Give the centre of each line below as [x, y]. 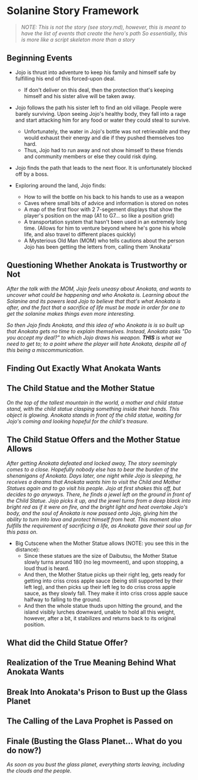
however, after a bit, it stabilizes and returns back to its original [100, 618]
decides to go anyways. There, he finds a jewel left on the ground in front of [99, 494]
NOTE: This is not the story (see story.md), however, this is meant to [104, 27]
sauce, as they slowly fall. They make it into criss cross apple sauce [106, 593]
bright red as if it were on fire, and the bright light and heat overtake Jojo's [97, 507]
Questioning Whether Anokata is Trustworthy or [97, 265]
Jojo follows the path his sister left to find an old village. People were [98, 108]
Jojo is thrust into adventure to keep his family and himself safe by [95, 72]
